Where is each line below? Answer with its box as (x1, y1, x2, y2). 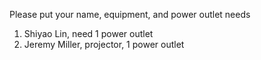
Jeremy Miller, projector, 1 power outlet (23, 39, 185, 50)
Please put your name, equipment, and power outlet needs (9, 9, 251, 20)
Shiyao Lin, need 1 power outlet (23, 28, 154, 39)
